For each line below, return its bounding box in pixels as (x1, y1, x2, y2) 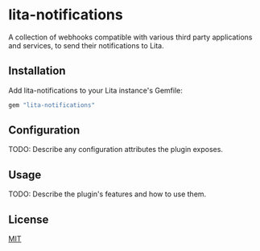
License (8, 212, 49, 226)
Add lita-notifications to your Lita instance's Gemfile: (8, 85, 183, 95)
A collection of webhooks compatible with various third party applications (8, 32, 253, 42)
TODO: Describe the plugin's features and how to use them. (8, 189, 207, 199)
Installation (8, 64, 66, 78)
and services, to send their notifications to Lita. (8, 40, 164, 50)
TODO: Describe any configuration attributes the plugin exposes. (8, 145, 224, 154)
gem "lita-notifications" (8, 101, 95, 109)
